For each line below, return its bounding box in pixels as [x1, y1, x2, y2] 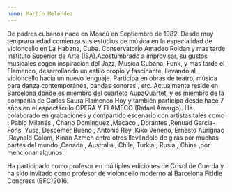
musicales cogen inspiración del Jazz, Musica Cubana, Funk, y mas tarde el [7, 59, 225, 67]
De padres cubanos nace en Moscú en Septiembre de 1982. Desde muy [7, 29, 214, 38]
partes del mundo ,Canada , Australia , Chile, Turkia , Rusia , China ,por [7, 140, 210, 149]
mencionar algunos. [7, 148, 65, 156]
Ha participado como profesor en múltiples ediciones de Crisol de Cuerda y [7, 161, 224, 170]
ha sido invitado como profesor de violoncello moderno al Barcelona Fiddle [7, 169, 223, 177]
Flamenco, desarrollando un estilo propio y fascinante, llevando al [7, 66, 196, 75]
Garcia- [194, 118, 216, 126]
